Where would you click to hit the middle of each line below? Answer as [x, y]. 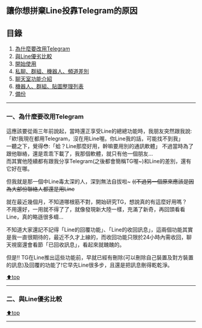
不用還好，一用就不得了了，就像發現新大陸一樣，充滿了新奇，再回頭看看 [96, 209]
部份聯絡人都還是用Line [46, 189]
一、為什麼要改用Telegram [45, 117]
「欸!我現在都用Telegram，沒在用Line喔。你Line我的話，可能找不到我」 [95, 138]
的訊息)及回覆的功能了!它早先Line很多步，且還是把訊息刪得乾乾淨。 [90, 265]
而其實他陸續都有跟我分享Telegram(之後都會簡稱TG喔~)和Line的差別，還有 [99, 161]
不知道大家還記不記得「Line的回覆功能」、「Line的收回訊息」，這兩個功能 [94, 229]
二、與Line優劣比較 [34, 299]
